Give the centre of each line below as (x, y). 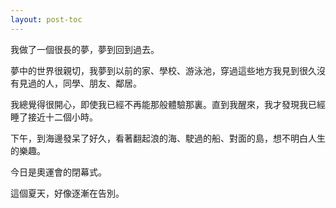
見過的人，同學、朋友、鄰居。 (80, 83)
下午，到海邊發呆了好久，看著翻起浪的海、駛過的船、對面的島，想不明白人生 (168, 138)
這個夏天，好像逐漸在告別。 (67, 193)
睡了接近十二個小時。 (54, 117)
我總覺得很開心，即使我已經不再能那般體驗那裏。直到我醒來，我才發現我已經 (168, 104)
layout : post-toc (46, 19)
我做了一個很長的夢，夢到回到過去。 (85, 49)
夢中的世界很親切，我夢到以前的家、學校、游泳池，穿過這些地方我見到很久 (163, 70)
